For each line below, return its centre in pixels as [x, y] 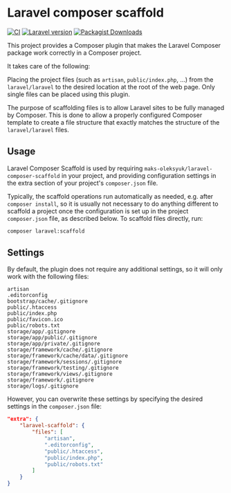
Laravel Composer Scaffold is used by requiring [75, 168]
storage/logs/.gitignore [43, 386]
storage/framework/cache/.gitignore [60, 350]
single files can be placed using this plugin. [68, 94]
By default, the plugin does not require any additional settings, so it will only [115, 269]
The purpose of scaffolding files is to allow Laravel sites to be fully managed [116, 107]
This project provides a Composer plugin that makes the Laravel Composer [114, 45]
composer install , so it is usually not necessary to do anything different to [113, 204]
